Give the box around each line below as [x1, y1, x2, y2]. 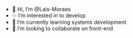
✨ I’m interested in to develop [11, 12, 86, 19]
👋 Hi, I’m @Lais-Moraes [11, 6, 71, 12]
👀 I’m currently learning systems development [11, 18, 127, 26]
